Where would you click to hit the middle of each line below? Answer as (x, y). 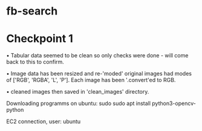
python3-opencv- (174, 103)
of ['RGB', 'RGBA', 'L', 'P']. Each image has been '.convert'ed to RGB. (91, 80)
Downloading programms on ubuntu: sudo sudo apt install (79, 103)
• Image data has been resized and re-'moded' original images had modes (99, 74)
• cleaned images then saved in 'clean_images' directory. (78, 92)
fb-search (32, 11)
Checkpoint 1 (40, 39)
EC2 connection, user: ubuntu (44, 121)
